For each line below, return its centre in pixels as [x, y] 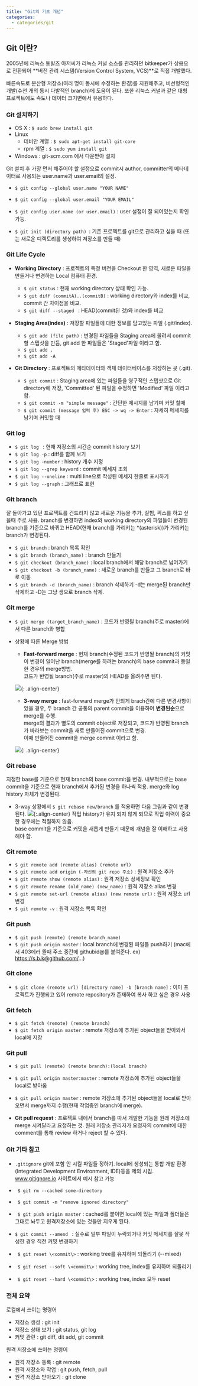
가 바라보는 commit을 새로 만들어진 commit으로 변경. [85, 730]
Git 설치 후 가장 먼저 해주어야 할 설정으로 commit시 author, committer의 [90, 168]
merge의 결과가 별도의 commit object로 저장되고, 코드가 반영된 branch [106, 723]
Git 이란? [22, 48]
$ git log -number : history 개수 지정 [59, 462]
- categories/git [33, 22]
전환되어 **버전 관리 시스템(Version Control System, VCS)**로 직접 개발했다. [102, 71]
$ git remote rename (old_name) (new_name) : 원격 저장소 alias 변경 [96, 887]
